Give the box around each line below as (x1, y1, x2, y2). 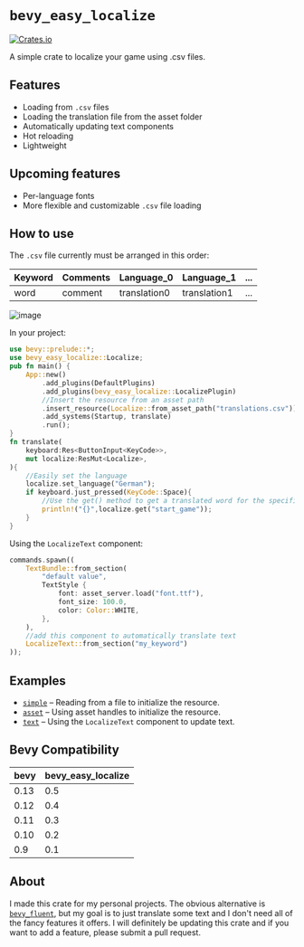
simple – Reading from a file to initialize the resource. (22, 696, 220, 707)
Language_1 (182, 271, 237, 284)
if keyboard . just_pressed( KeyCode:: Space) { (25, 488, 193, 497)
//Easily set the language (25, 471, 128, 480)
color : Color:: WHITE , (57, 605, 140, 615)
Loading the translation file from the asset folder (22, 111, 203, 122)
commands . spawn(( (9, 555, 75, 564)
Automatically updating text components (22, 120, 175, 131)
